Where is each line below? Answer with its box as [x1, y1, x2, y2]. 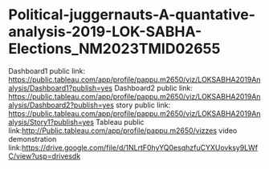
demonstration [8, 134, 57, 143]
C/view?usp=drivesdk [8, 151, 81, 161]
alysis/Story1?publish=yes [8, 117, 95, 127]
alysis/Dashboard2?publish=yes [8, 100, 115, 110]
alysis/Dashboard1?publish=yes [8, 82, 113, 93]
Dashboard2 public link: [114, 82, 193, 93]
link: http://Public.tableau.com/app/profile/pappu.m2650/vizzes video [8, 126, 238, 135]
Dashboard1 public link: [8, 66, 86, 75]
